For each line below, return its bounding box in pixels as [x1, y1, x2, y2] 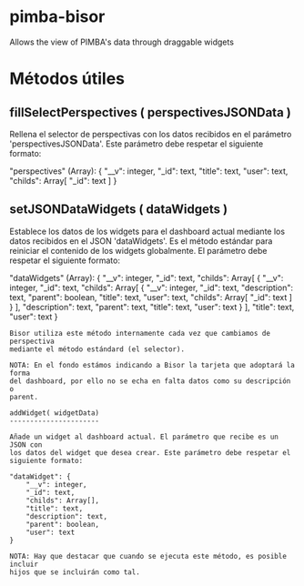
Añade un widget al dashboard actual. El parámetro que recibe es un [9, 432, 279, 441]
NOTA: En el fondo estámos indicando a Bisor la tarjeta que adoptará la [9, 360, 296, 369]
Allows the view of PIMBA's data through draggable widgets [9, 36, 235, 47]
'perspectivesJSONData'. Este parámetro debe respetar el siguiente [9, 138, 264, 149]
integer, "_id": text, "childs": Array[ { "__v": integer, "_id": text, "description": [9, 282, 294, 293]
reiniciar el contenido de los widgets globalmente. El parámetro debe [9, 245, 268, 256]
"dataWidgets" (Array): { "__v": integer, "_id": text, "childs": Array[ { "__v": [9, 272, 284, 283]
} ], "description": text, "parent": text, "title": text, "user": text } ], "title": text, [9, 301, 295, 312]
